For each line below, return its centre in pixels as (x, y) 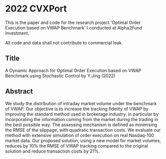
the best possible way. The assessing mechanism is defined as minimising (81, 125)
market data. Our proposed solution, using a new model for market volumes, (83, 141)
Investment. (17, 33)
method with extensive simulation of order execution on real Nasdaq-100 (80, 135)
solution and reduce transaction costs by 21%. (53, 151)
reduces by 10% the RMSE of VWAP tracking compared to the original (77, 146)
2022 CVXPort (36, 9)
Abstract (19, 91)
